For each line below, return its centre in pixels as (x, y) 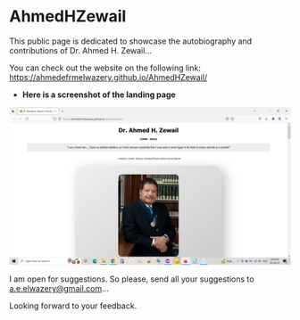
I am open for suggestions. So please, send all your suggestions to (132, 279)
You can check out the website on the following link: (105, 68)
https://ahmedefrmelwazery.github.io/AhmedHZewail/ (108, 77)
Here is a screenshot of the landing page (99, 94)
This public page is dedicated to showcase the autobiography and (131, 41)
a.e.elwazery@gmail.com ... (59, 289)
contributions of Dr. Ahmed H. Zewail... (81, 50)
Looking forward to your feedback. (73, 306)
